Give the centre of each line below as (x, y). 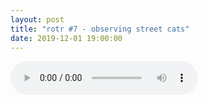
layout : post (37, 19)
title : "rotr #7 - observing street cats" (100, 29)
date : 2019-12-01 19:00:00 (66, 38)
